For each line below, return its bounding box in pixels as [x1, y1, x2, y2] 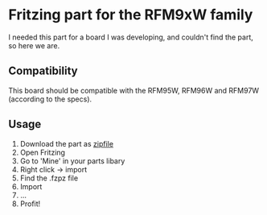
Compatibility [8, 64, 78, 78]
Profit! [19, 199, 41, 209]
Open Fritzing [19, 147, 66, 157]
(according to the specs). [8, 94, 92, 104]
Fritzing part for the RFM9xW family [8, 6, 253, 24]
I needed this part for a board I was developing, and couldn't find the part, [8, 32, 253, 42]
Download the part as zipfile [19, 139, 114, 148]
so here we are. [8, 40, 60, 50]
